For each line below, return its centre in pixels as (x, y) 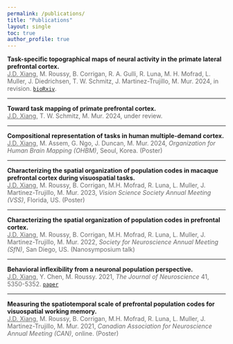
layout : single (29, 26)
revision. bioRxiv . (32, 89)
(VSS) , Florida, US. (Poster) (46, 200)
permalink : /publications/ (46, 14)
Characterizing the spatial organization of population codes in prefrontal (114, 220)
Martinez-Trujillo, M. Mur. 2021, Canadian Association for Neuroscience (110, 326)
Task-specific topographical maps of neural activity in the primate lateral (114, 59)
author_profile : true (38, 40)
